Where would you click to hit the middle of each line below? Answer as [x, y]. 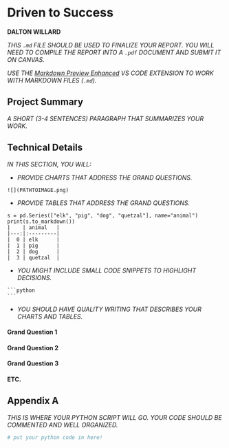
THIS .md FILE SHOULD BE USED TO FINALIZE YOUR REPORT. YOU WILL [111, 45]
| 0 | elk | [33, 239]
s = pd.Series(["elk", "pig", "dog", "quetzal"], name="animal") [102, 215]
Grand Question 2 [33, 348]
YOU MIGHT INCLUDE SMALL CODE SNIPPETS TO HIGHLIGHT [107, 270]
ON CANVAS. [26, 59]
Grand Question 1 [32, 332]
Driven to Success [60, 13]
